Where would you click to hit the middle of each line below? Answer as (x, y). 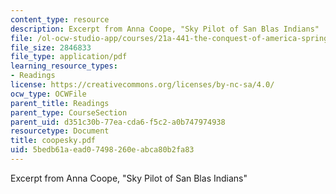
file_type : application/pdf (69, 57)
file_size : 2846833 (51, 47)
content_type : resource (60, 19)
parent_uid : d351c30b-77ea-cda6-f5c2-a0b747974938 (118, 122)
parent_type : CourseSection (69, 112)
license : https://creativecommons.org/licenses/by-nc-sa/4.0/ (142, 85)
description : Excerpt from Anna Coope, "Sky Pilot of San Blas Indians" (165, 29)
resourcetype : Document (60, 131)
